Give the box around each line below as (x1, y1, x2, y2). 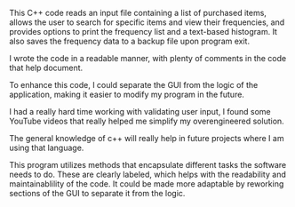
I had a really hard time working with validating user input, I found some (9, 107, 271, 116)
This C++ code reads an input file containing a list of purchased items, (9, 8, 267, 18)
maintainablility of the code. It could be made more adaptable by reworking (9, 179, 284, 189)
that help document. (9, 62, 84, 73)
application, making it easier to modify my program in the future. (9, 89, 244, 100)
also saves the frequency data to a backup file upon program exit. (9, 36, 251, 46)
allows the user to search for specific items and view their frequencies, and (9, 17, 285, 28)
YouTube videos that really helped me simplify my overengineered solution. (9, 115, 284, 126)
